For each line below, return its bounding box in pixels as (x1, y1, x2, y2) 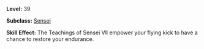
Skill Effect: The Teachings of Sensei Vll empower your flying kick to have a (6, 29, 198, 36)
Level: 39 (6, 6, 31, 12)
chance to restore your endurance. (6, 36, 94, 42)
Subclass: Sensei (6, 17, 51, 24)
